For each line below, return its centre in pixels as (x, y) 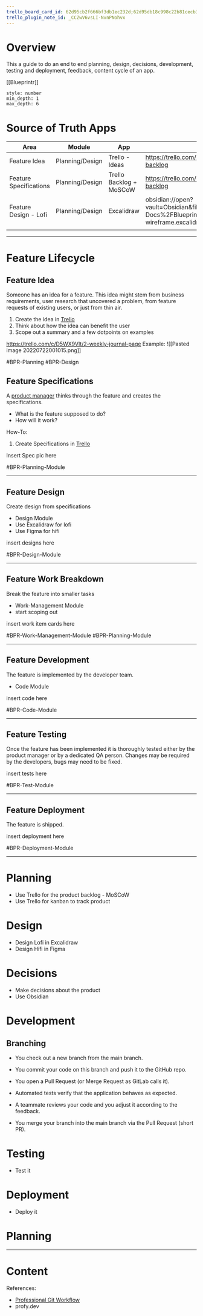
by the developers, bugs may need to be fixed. (64, 762)
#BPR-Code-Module (32, 710)
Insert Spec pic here (31, 456)
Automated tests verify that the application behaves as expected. (96, 1093)
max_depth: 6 (23, 104)
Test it (23, 1170)
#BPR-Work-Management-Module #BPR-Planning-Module (79, 635)
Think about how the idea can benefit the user (72, 326)
